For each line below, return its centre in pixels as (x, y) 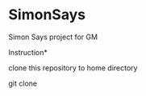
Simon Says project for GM (53, 37)
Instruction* (28, 52)
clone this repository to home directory (73, 68)
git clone (23, 83)
